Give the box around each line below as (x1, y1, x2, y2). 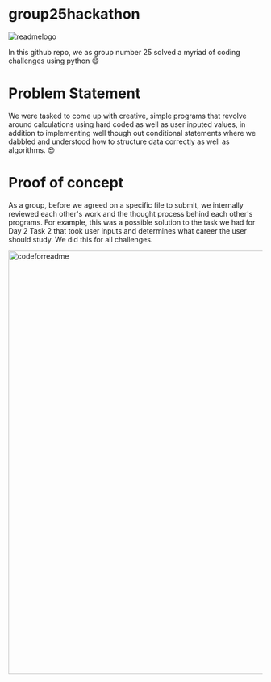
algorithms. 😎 (8, 145, 56, 154)
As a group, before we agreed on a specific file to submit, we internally (8, 200, 244, 210)
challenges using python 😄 (8, 56, 99, 65)
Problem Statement (8, 84, 141, 103)
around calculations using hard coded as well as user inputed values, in (8, 119, 246, 129)
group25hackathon (8, 5, 140, 23)
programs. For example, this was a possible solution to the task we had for (8, 217, 256, 227)
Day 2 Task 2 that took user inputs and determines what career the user (8, 225, 248, 235)
